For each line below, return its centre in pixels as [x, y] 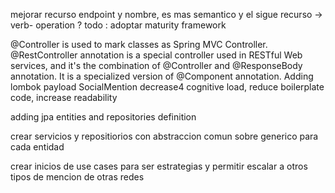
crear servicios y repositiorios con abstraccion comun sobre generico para [164, 136]
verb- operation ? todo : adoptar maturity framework [118, 25]
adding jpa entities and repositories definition [103, 117]
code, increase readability [64, 97]
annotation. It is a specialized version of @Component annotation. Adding [162, 76]
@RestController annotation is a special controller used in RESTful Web [156, 55]
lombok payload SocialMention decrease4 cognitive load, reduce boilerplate [167, 87]
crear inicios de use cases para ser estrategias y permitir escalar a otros [159, 166]
